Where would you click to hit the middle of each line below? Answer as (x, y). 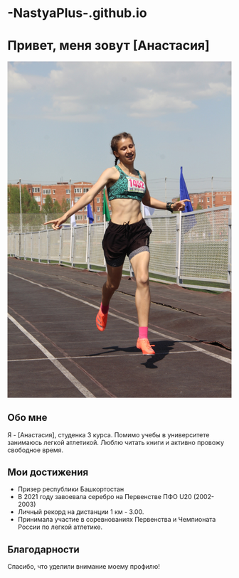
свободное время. (36, 450)
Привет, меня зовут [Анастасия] (108, 46)
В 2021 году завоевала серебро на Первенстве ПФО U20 (105, 497)
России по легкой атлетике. (60, 527)
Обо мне (27, 418)
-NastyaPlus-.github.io (77, 13)
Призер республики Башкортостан (71, 489)
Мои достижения (48, 472)
